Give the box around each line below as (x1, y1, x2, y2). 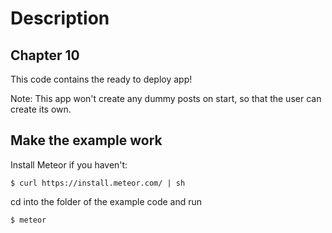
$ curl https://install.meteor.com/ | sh (10, 178, 186, 188)
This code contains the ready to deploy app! (10, 73, 193, 85)
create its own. (10, 103, 72, 115)
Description (10, 7, 110, 30)
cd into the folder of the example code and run (10, 195, 203, 207)
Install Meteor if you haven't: (10, 158, 128, 171)
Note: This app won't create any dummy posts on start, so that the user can (10, 93, 322, 104)
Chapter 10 (10, 47, 80, 64)
